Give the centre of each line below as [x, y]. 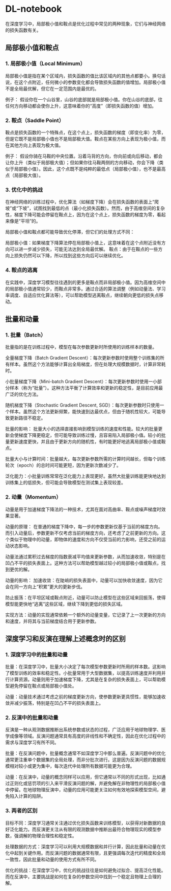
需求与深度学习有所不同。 [32, 743]
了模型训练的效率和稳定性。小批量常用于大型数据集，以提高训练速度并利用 [83, 673]
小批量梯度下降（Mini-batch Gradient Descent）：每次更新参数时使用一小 [81, 382]
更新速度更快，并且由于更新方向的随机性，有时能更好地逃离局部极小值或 [85, 442]
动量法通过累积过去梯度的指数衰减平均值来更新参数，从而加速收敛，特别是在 [85, 556]
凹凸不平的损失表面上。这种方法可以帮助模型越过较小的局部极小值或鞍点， [83, 563]
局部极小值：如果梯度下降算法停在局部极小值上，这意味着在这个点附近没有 [83, 243]
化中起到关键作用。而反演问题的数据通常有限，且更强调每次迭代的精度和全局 [85, 853]
